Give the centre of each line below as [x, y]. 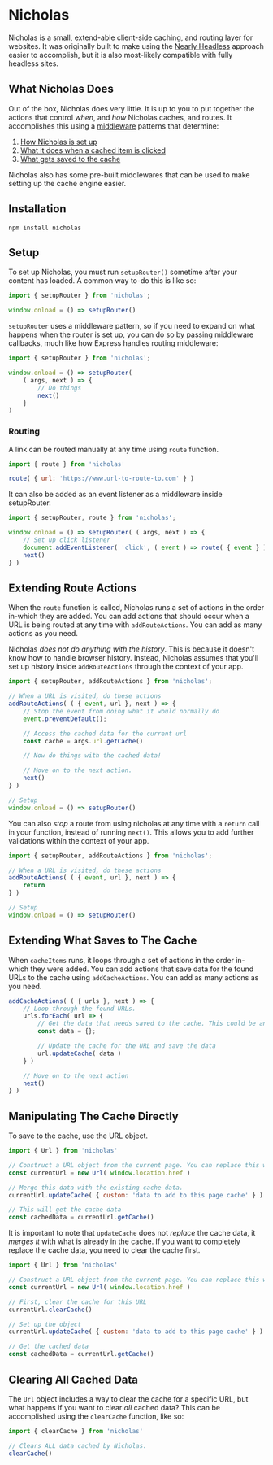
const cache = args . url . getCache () [83, 741]
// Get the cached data [49, 1347]
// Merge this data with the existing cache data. [96, 1188]
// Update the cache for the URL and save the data [127, 1046]
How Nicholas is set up [58, 142]
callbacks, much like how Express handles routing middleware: [113, 343]
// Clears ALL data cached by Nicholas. [78, 1445]
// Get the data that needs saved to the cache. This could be [147, 1024]
